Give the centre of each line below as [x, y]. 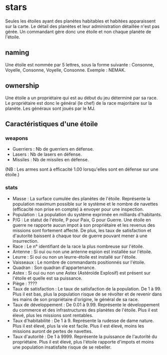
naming [17, 53]
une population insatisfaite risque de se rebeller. [62, 347]
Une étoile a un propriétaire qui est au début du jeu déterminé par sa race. [81, 98]
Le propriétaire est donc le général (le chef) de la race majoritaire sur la [79, 103]
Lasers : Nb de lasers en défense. [47, 154]
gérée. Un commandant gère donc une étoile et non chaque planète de [78, 31]
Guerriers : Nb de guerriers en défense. [53, 149]
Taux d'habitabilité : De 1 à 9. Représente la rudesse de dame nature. [83, 321]
